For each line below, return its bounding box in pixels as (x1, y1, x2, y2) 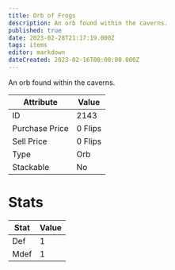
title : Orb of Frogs (8, 11, 77, 20)
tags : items (8, 41, 48, 49)
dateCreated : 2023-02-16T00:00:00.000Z (8, 56, 140, 64)
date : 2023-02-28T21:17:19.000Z (8, 33, 115, 42)
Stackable (12, 161, 50, 172)
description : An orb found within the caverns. (8, 19, 169, 27)
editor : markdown (8, 48, 66, 56)
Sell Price (12, 136, 48, 147)
